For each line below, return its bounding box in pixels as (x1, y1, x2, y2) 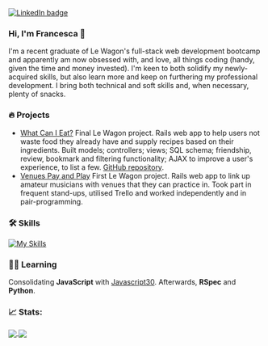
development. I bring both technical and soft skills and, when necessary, (8, 81, 249, 91)
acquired (8, 72, 38, 82)
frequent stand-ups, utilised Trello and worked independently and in (19, 188, 247, 197)
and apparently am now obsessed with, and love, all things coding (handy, (8, 55, 255, 65)
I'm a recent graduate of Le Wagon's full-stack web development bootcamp (8, 46, 261, 56)
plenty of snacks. (8, 89, 66, 99)
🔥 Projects (8, 109, 50, 120)
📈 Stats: (8, 306, 43, 318)
